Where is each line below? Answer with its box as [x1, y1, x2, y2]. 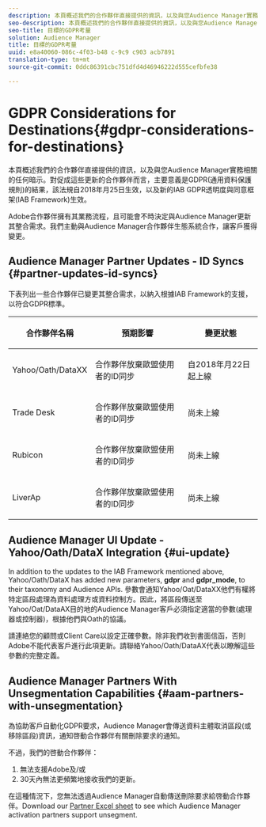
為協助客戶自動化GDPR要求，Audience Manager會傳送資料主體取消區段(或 [8, 721, 252, 730]
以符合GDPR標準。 [8, 298, 70, 309]
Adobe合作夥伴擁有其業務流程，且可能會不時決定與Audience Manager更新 [8, 211, 252, 221]
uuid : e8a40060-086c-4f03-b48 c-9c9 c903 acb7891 [8, 48, 176, 56]
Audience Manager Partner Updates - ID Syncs [8, 255, 244, 268]
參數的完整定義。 [8, 651, 64, 661]
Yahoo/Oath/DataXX [12, 364, 88, 375]
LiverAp [12, 491, 41, 503]
